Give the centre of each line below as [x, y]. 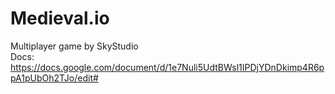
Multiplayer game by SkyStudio [74, 46]
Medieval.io [60, 18]
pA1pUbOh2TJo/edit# [54, 78]
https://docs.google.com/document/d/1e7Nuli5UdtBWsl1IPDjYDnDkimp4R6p [167, 67]
